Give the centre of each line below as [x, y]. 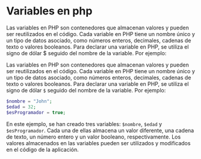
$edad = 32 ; [21, 107]
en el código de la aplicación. [43, 149]
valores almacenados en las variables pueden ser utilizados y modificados [98, 143]
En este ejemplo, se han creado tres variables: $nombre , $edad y [84, 124]
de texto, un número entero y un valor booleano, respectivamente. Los [94, 137]
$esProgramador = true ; [36, 112]
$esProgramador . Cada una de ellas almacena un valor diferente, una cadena [100, 130]
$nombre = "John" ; [29, 101]
